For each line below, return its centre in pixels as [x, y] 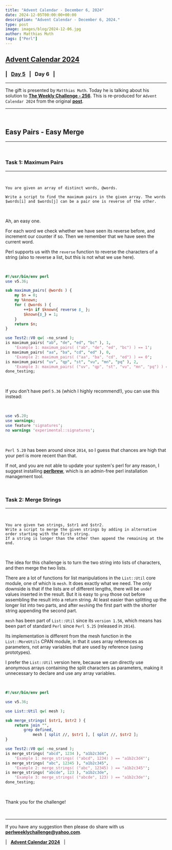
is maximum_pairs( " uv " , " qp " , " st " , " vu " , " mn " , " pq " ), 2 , [72, 362]
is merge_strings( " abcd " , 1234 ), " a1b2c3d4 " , [57, 753]
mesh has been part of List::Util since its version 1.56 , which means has [83, 621]
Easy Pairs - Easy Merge [45, 132]
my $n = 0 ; [26, 295]
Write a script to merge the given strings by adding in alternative [81, 530]
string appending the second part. [41, 611]
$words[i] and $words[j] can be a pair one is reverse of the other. [81, 201]
